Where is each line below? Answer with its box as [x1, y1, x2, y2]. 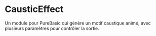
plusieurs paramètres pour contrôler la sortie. [5, 25, 99, 31]
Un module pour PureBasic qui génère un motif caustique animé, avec [5, 20, 151, 26]
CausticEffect [5, 3, 64, 15]
